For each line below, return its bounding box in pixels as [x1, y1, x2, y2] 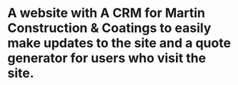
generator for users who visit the [7, 50, 207, 67]
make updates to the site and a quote [7, 35, 231, 51]
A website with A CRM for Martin [7, 5, 206, 21]
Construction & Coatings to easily [7, 20, 212, 36]
